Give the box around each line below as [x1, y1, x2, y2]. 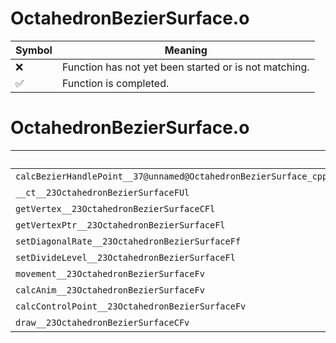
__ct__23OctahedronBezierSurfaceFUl [15, 187, 190, 198]
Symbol [15, 43, 53, 57]
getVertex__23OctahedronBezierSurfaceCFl [15, 203, 216, 214]
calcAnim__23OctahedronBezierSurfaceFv [15, 284, 205, 296]
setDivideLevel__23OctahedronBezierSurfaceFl [15, 252, 236, 263]
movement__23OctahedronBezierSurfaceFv [15, 268, 205, 279]
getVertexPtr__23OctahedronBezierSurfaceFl [15, 219, 226, 231]
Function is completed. [61, 76, 170, 90]
